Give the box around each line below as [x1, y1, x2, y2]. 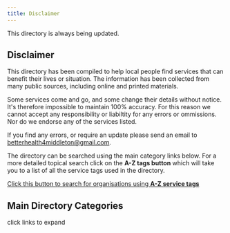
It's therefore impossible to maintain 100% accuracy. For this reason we [7, 103, 211, 111]
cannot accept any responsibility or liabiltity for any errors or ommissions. [7, 110, 217, 118]
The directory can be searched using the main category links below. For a [7, 151, 217, 160]
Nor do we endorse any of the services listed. [7, 118, 137, 126]
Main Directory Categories [7, 200, 124, 212]
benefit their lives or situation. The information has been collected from [7, 75, 209, 83]
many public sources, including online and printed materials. [7, 82, 179, 91]
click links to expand [7, 218, 66, 227]
